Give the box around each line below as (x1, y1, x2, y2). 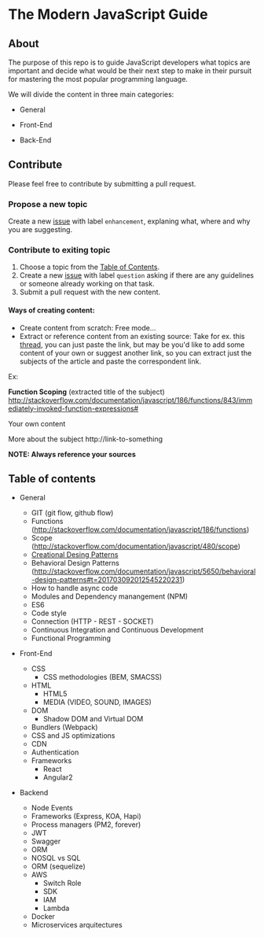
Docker (31, 912, 55, 921)
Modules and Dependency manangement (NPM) (31, 592, 189, 601)
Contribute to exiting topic (8, 245, 111, 256)
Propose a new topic (8, 198, 88, 209)
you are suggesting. (8, 225, 73, 234)
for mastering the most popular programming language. (8, 75, 189, 83)
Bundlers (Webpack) (31, 722, 98, 732)
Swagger (31, 836, 61, 847)
